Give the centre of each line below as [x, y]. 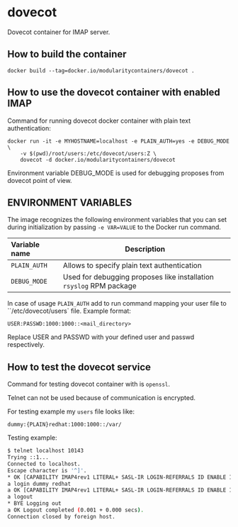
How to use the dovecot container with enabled [114, 93]
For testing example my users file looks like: [71, 411]
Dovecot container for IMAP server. [59, 32]
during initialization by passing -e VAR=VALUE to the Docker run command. [114, 227]
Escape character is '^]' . [47, 470]
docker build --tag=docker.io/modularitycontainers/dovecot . [101, 71]
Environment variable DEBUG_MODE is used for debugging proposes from [116, 173]
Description [145, 249]
